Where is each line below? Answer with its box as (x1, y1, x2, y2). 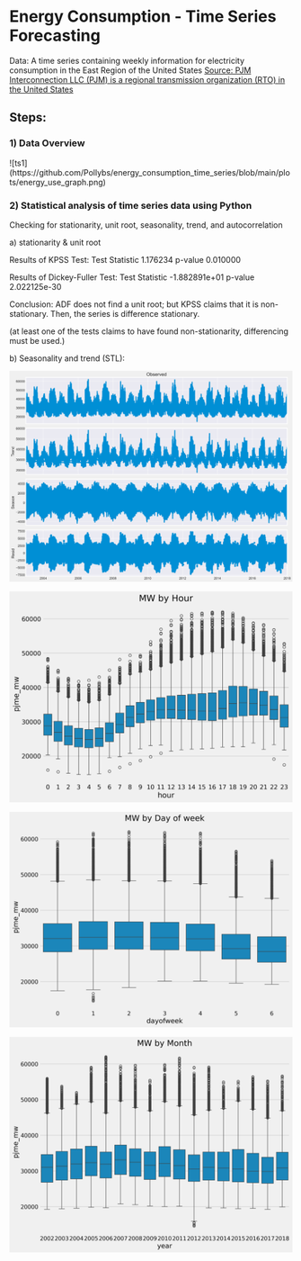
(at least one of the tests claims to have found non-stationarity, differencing (9, 326, 289, 337)
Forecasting (9, 25, 101, 46)
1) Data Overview (9, 137, 85, 149)
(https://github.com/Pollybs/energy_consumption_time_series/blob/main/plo (9, 167, 290, 177)
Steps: (9, 110, 47, 125)
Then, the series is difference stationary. (50, 308, 200, 319)
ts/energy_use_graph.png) (9, 176, 106, 187)
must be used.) (9, 335, 66, 346)
